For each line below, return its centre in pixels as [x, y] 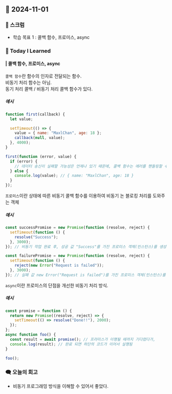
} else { [19, 171]
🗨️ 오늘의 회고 [22, 372]
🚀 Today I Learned [28, 51]
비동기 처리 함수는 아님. [29, 82]
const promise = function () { [39, 311]
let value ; [21, 119]
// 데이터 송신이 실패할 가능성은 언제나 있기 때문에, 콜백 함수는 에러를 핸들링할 [88, 166]
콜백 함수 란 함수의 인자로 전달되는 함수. [44, 76]
